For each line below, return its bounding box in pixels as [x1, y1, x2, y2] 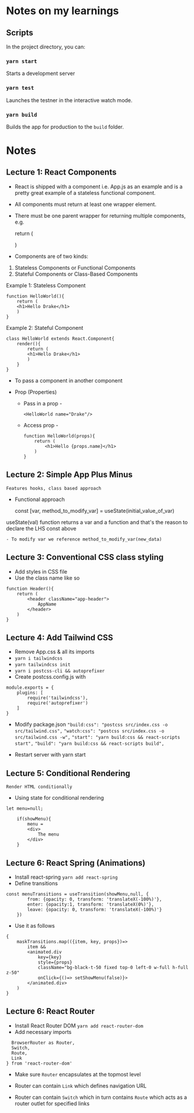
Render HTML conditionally [6, 784, 73, 790]
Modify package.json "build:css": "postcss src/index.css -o [14, 721, 168, 728]
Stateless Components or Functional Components [14, 264, 136, 271]
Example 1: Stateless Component [6, 281, 86, 289]
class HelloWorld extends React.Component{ [6, 335, 115, 342]
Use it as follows [14, 922, 55, 929]
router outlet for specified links [14, 1099, 90, 1107]
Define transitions [14, 879, 58, 886]
